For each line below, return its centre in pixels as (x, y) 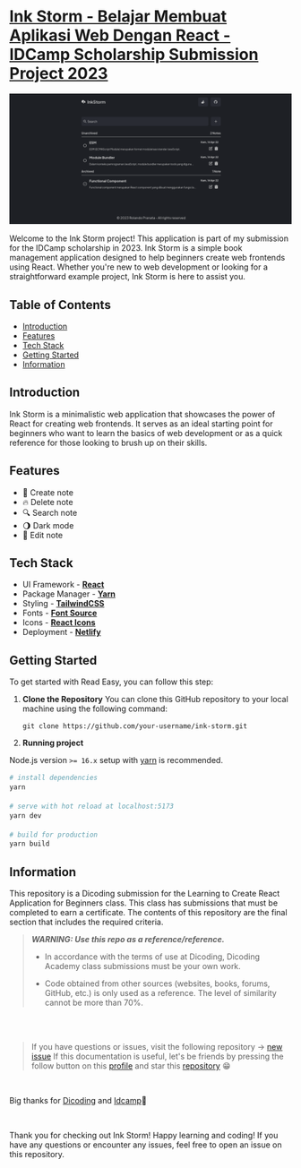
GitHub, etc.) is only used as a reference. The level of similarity (161, 993)
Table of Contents (60, 305)
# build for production (54, 835)
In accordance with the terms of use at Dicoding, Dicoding (152, 957)
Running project (53, 743)
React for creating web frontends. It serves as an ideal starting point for (141, 424)
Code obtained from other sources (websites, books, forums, (157, 983)
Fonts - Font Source (60, 613)
